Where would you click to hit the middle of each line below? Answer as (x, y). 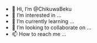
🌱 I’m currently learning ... (43, 21)
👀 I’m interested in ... (36, 15)
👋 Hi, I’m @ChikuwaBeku (41, 9)
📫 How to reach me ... (39, 34)
